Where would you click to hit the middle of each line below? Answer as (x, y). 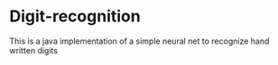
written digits (34, 50)
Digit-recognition (75, 16)
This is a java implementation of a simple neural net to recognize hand (139, 41)
